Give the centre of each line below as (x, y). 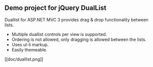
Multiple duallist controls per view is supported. (59, 34)
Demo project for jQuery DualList (56, 8)
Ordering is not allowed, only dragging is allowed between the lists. (79, 39)
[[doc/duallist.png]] (24, 59)
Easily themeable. (29, 50)
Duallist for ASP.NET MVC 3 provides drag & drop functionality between (77, 19)
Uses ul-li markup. (30, 44)
